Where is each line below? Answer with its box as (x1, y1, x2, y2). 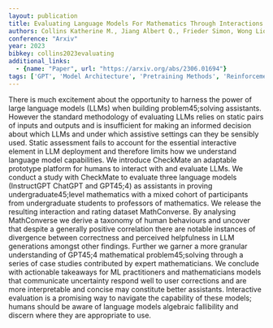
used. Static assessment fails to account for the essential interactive (8, 137, 237, 147)
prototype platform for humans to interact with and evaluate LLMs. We (8, 163, 244, 173)
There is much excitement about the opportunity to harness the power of (8, 94, 253, 104)
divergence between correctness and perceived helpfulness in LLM (8, 232, 235, 242)
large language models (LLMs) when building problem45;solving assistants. (8, 103, 262, 113)
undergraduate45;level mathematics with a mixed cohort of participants (8, 189, 249, 199)
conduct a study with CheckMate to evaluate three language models (8, 172, 237, 182)
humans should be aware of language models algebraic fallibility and (8, 301, 239, 311)
